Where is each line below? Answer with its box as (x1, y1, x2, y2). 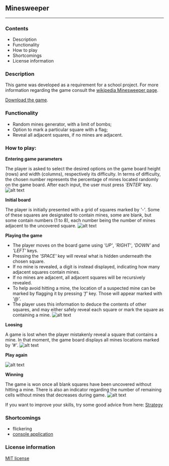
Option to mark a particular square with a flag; (12, 126, 108, 133)
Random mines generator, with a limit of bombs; (12, 121, 112, 127)
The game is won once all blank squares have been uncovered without (5, 381, 152, 387)
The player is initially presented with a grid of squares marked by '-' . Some (5, 207, 160, 212)
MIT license (5, 455, 30, 461)
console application (12, 431, 54, 437)
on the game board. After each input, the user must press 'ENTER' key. (5, 182, 152, 188)
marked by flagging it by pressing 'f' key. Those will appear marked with (12, 290, 162, 297)
